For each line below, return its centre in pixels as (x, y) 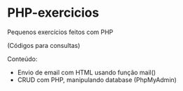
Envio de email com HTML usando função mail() (86, 72)
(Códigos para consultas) (44, 45)
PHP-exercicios (53, 13)
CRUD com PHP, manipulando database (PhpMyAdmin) (97, 80)
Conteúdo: (22, 59)
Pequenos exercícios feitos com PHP (60, 32)
